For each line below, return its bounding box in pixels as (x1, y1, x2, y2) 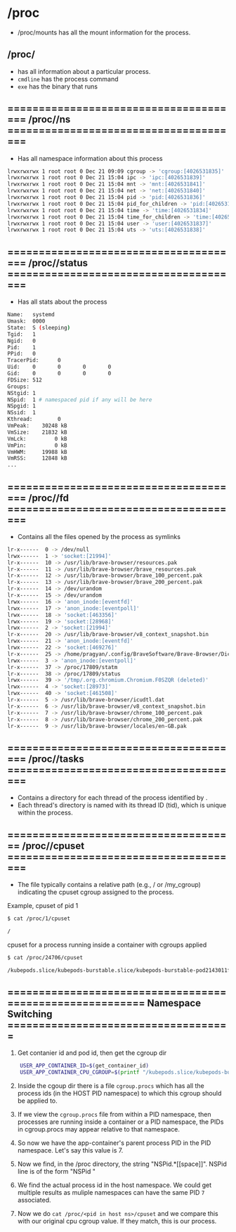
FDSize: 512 (7, 376, 42, 384)
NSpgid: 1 (7, 403, 37, 410)
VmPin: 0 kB (7, 441, 68, 449)
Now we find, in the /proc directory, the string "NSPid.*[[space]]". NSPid (17, 1160, 227, 1168)
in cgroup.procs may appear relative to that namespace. (17, 1125, 181, 1134)
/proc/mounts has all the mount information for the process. (17, 28, 191, 37)
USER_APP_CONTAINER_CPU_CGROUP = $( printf (20, 1069, 140, 1076)
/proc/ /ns (27, 114, 71, 126)
